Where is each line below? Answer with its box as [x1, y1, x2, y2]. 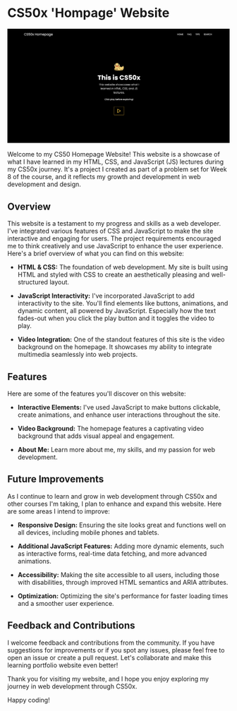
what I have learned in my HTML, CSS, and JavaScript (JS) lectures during [7, 157, 224, 166]
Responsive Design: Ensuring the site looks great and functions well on [17, 521, 226, 529]
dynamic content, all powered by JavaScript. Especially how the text [17, 307, 217, 315]
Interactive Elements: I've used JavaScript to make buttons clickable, [17, 403, 221, 411]
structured [17, 278, 48, 286]
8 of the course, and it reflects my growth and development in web [7, 173, 201, 181]
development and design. [7, 180, 81, 188]
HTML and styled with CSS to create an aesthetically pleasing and [17, 270, 210, 279]
